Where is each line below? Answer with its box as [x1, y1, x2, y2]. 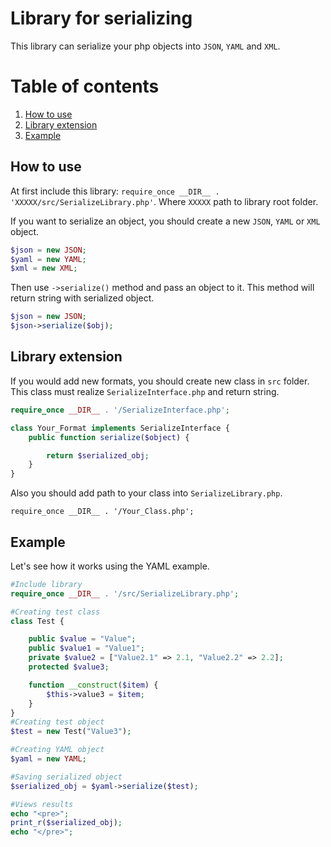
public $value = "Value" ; [28, 634, 137, 644]
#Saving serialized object [10, 772, 123, 782]
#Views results [10, 799, 74, 809]
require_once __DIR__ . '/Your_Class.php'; [10, 507, 195, 517]
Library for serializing [10, 7, 193, 30]
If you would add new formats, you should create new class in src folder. [10, 375, 310, 387]
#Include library [10, 579, 83, 589]
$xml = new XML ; [10, 263, 78, 274]
